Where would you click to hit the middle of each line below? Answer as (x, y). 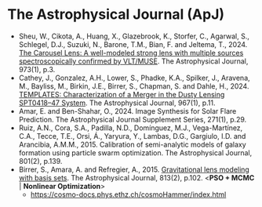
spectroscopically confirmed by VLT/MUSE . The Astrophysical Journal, (133, 61)
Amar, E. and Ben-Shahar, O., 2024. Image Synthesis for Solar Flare (127, 111)
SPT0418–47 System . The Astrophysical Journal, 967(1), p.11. (117, 103)
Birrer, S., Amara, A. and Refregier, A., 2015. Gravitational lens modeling (134, 169)
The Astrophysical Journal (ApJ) (116, 15)
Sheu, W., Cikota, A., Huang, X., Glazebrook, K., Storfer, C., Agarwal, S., (134, 36)
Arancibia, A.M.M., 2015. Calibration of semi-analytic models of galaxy (132, 144)
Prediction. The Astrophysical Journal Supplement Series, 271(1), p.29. (133, 119)
